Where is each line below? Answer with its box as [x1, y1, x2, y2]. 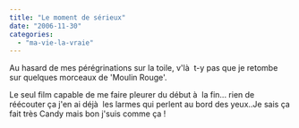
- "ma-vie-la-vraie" [17, 38, 94, 47]
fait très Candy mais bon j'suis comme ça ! [9, 108, 167, 119]
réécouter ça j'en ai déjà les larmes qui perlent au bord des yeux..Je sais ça [9, 99, 291, 110]
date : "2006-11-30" [9, 21, 82, 30]
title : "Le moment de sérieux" [9, 13, 126, 22]
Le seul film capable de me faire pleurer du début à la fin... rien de [9, 90, 255, 100]
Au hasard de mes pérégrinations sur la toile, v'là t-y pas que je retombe [9, 63, 278, 73]
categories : [9, 30, 54, 38]
